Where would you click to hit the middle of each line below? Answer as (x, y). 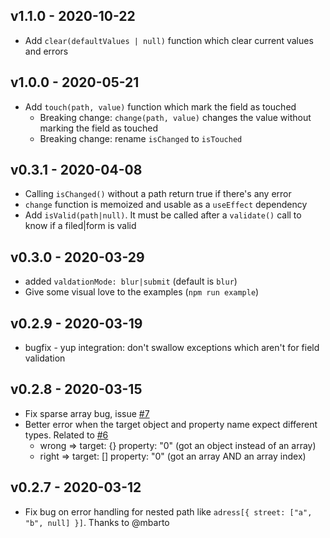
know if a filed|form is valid (80, 226)
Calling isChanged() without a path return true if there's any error (158, 194)
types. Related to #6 (66, 435)
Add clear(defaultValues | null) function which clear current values (169, 40)
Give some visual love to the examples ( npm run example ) (142, 292)
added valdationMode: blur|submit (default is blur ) (131, 281)
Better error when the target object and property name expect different (171, 424)
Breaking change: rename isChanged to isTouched (141, 138)
